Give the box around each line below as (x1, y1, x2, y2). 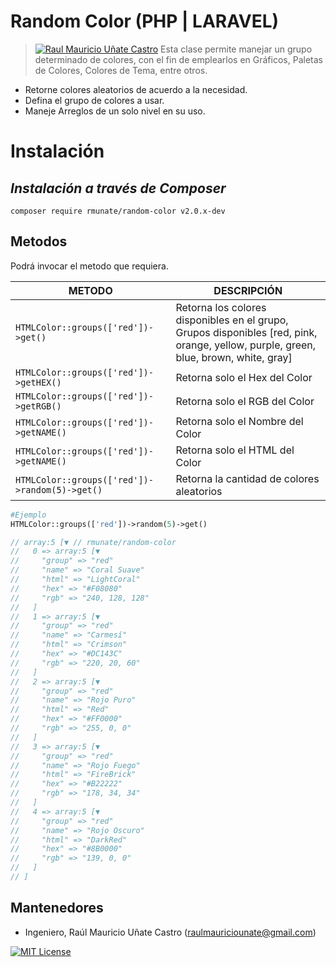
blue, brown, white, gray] (175, 350, 293, 364)
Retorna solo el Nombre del (175, 414, 304, 428)
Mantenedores (10, 900, 104, 917)
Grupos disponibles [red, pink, (175, 325, 318, 339)
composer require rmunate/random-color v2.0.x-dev (10, 206, 226, 216)
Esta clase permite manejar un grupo (160, 43, 313, 55)
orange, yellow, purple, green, (175, 338, 317, 352)
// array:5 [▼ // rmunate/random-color (10, 537, 177, 547)
